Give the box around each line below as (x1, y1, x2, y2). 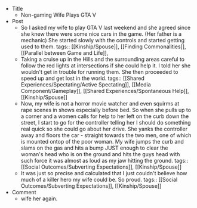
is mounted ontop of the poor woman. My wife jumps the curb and (20, 138, 184, 145)
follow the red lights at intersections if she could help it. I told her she (20, 62, 191, 69)
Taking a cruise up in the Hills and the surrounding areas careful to (20, 56, 185, 63)
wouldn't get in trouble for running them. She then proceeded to (20, 69, 178, 75)
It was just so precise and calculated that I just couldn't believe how (20, 170, 187, 176)
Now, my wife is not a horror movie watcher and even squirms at (20, 100, 180, 107)
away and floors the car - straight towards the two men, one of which (20, 132, 192, 139)
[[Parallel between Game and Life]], (20, 49, 109, 56)
